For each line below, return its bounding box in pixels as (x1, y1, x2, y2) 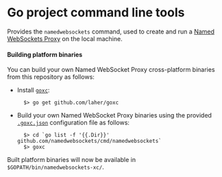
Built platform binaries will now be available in (7, 156, 136, 164)
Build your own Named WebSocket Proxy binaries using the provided (16, 111, 212, 120)
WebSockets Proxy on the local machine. (7, 34, 123, 42)
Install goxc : (16, 86, 50, 94)
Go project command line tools (7, 5, 185, 21)
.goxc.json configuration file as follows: (16, 118, 130, 127)
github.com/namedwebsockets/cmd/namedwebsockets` (16, 138, 162, 145)
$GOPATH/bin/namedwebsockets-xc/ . (7, 163, 104, 172)
